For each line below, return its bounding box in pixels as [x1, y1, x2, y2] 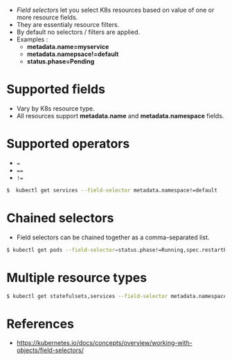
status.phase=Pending [26, 57, 95, 65]
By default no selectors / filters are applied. [16, 28, 140, 36]
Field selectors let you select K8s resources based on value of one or [16, 6, 215, 14]
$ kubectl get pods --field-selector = [6, 246, 118, 253]
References [6, 316, 74, 331]
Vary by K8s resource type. [16, 104, 95, 113]
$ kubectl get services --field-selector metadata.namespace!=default [6, 187, 217, 194]
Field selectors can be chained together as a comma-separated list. [16, 233, 210, 241]
